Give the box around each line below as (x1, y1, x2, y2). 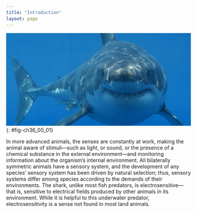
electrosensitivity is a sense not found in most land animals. (6, 200, 151, 207)
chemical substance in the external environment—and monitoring (6, 150, 164, 157)
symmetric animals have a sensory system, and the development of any (6, 162, 180, 170)
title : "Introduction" (6, 9, 62, 15)
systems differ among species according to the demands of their (6, 175, 162, 182)
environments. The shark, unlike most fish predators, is (6, 181, 139, 188)
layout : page (6, 15, 38, 22)
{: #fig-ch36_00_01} (6, 127, 54, 134)
